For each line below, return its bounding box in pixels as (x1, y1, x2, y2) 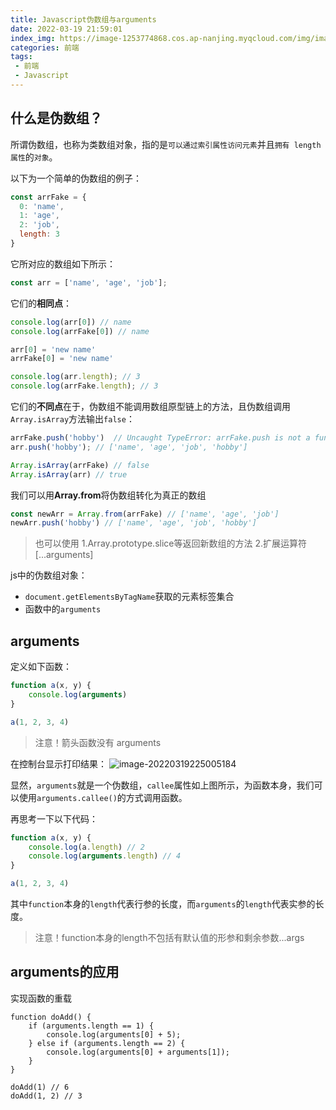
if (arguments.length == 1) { (28, 1021, 155, 1031)
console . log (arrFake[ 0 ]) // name (10, 326, 150, 336)
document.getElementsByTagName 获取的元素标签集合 (24, 591, 235, 603)
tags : (10, 52, 33, 62)
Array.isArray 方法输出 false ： (10, 413, 135, 425)
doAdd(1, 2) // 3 (10, 1091, 83, 1101)
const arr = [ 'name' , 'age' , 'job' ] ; (10, 277, 168, 288)
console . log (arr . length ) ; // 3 (10, 372, 141, 382)
